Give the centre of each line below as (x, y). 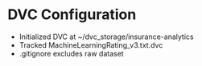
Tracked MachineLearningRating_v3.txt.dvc (91, 45)
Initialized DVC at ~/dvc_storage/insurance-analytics (106, 37)
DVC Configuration (72, 15)
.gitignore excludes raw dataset (71, 53)
